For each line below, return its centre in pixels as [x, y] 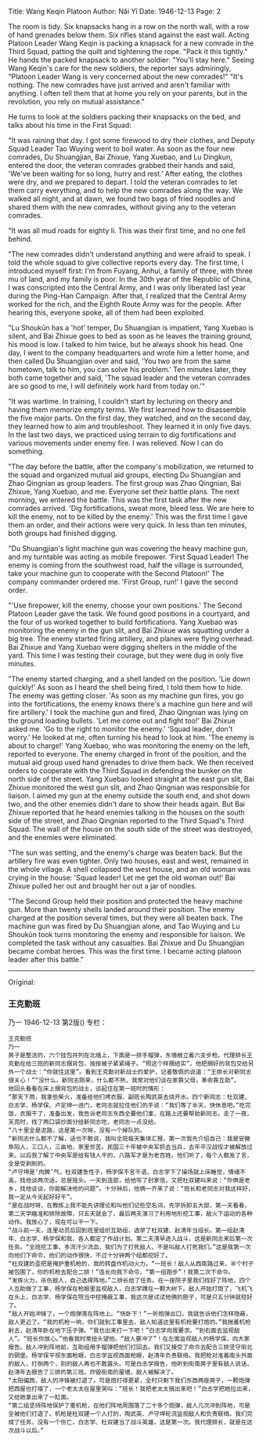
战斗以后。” [29, 1431]
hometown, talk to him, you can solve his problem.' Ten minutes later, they [127, 369]
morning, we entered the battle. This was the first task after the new [117, 500]
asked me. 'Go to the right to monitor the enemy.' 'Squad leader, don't [121, 729]
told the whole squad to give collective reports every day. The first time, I [126, 263]
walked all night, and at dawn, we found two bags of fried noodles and [122, 199]
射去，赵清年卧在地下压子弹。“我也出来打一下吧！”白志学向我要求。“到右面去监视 [121, 1331]
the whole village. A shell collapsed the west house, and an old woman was [130, 869]
